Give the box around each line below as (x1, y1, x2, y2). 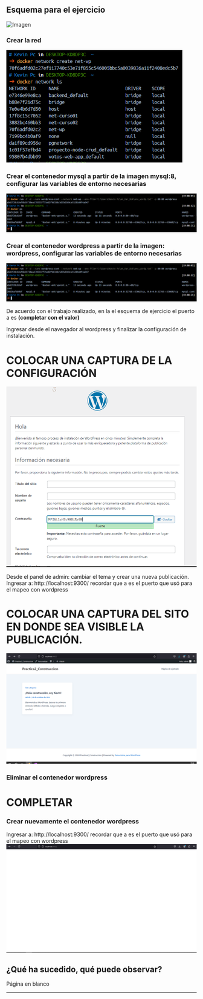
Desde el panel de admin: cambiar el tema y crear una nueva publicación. (6, 573, 189, 580)
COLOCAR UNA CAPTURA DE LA (6, 354, 172, 367)
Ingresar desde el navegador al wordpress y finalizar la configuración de (6, 326, 187, 333)
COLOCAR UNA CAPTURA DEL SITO (6, 607, 189, 621)
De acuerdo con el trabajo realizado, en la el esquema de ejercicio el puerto (6, 308, 195, 315)
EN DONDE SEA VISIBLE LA (6, 620, 144, 634)
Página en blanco (6, 980, 50, 987)
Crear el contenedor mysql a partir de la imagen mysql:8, (6, 172, 177, 180)
